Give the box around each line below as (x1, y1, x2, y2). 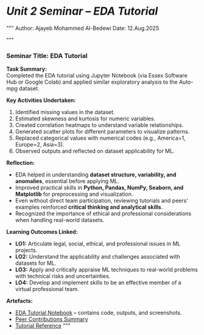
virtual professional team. (15, 286, 79, 293)
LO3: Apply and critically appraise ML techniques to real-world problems (15, 266, 198, 273)
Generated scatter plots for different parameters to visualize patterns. (15, 128, 190, 135)
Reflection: (6, 159, 35, 167)
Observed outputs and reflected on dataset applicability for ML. (15, 148, 175, 155)
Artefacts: (6, 297, 33, 304)
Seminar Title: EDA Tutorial (6, 51, 88, 60)
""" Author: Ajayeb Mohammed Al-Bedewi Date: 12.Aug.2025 (6, 24, 160, 32)
